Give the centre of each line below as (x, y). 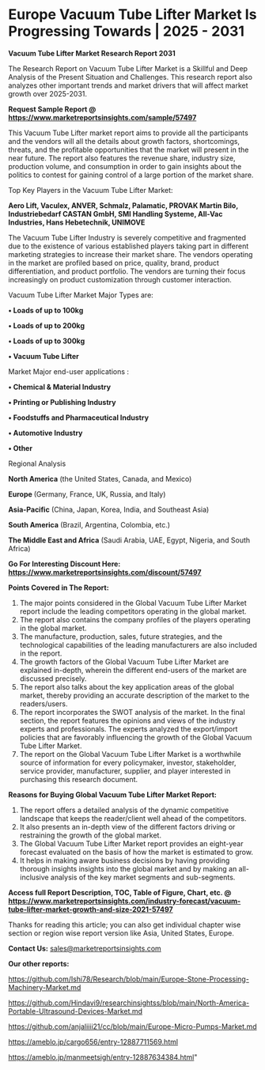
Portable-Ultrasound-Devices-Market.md (76, 1011)
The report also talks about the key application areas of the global (127, 686)
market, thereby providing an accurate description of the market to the (134, 695)
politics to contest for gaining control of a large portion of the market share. (131, 175)
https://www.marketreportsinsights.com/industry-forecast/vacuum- (125, 901)
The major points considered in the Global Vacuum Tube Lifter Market (133, 603)
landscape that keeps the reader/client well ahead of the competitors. (133, 818)
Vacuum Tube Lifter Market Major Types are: (81, 295)
